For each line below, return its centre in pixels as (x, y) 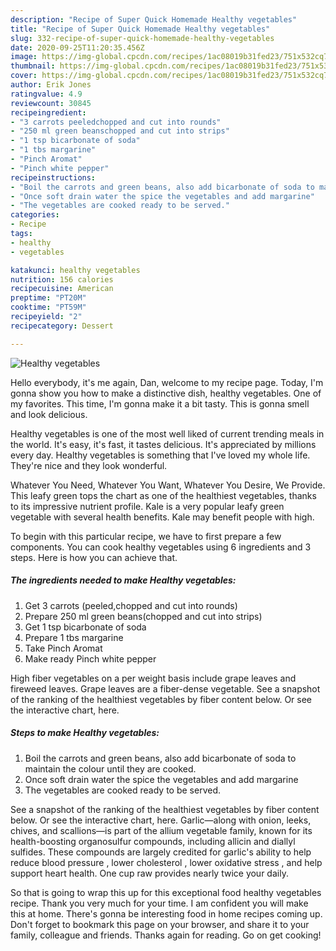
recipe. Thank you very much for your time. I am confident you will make (159, 903)
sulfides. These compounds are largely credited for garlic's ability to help (161, 852)
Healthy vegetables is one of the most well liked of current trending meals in (167, 433)
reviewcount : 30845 (51, 103)
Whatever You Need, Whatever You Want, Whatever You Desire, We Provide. (168, 485)
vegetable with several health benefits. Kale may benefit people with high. (162, 517)
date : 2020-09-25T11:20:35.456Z (77, 47)
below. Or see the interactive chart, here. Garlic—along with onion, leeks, (161, 820)
